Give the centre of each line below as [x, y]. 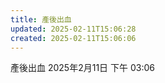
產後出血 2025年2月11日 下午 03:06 [82, 68]
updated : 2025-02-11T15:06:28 [73, 29]
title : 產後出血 [41, 19]
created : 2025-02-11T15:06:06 [73, 38]
